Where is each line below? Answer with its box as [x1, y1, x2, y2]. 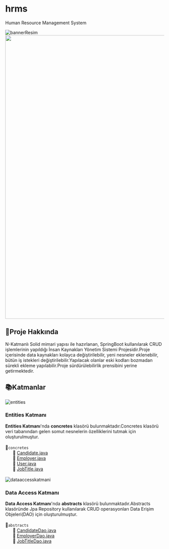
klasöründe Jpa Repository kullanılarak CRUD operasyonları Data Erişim [5, 506, 154, 512]
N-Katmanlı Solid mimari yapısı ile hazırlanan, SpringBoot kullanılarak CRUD [5, 341, 162, 347]
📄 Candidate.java [12, 450, 48, 456]
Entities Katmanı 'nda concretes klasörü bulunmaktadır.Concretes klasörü [5, 423, 159, 429]
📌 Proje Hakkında [5, 328, 59, 336]
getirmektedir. [5, 368, 34, 374]
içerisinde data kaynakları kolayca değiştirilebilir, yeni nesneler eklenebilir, [5, 351, 159, 358]
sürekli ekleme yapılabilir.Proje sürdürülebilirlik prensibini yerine [5, 362, 137, 369]
